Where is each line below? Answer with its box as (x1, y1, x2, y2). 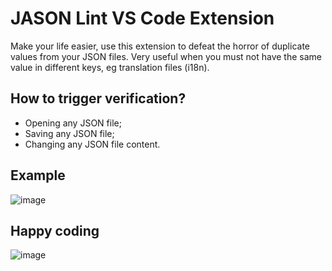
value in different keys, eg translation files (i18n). (10, 61, 210, 73)
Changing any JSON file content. (24, 138, 161, 150)
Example (10, 167, 66, 184)
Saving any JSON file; (24, 127, 115, 139)
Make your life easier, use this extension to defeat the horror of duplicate (10, 40, 310, 52)
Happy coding (10, 222, 100, 239)
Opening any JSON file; (24, 117, 122, 129)
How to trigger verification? (10, 90, 187, 107)
